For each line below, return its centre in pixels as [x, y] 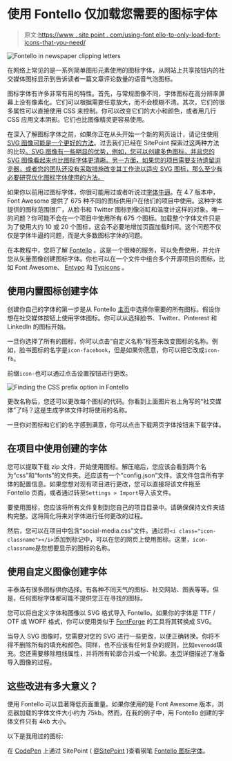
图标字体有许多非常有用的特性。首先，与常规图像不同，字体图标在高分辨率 [113, 93]
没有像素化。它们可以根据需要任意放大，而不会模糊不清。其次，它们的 [119, 102]
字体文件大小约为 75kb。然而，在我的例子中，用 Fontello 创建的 [128, 713]
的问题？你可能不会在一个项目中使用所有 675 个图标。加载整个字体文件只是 [114, 218]
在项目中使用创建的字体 [57, 449]
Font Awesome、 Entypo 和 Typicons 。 [71, 267]
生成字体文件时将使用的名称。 [88, 410]
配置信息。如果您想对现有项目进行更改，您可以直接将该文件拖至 [110, 484]
